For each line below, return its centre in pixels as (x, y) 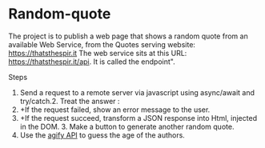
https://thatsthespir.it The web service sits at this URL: (98, 53)
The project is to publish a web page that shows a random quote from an (128, 36)
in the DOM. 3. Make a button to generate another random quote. (127, 126)
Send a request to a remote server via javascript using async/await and (137, 92)
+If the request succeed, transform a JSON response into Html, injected (139, 118)
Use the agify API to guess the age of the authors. (102, 135)
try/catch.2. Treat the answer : (70, 101)
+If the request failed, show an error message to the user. (115, 110)
